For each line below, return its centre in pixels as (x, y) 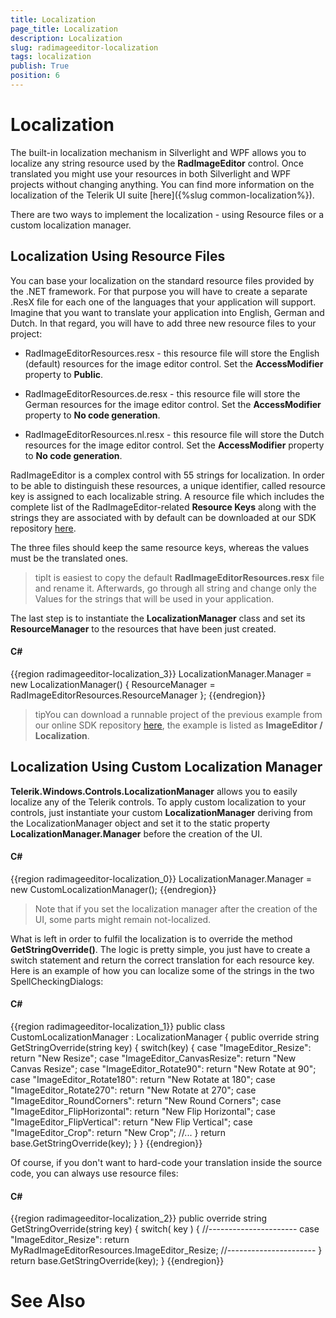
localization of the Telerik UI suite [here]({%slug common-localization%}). (162, 195)
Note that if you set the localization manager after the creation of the (176, 908)
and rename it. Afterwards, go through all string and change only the (175, 588)
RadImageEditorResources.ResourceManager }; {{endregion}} (138, 695)
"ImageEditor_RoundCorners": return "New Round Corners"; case (146, 1101)
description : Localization (66, 38)
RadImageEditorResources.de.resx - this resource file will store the (162, 393)
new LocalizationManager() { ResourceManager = (113, 684)
